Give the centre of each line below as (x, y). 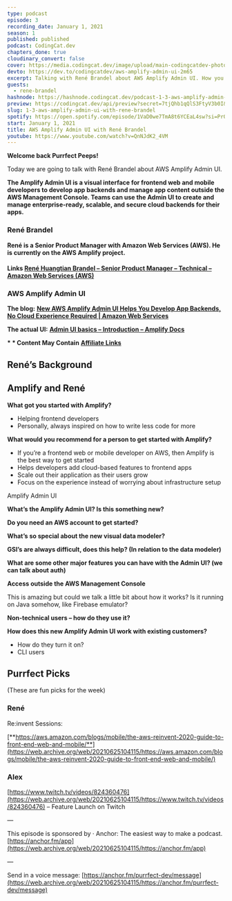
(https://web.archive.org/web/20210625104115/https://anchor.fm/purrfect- (113, 883)
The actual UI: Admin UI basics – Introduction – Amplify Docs (96, 329)
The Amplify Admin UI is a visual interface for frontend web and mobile (111, 183)
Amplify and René (46, 388)
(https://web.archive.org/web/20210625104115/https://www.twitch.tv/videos (116, 799)
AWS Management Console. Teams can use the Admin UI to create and (111, 198)
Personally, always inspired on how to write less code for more (106, 426)
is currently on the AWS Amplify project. (66, 252)
